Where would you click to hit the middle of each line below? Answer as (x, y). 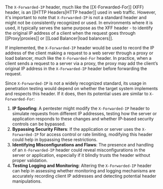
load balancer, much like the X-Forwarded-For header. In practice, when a (78, 58)
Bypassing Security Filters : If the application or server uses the (76, 129)
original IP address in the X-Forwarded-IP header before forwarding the (76, 69)
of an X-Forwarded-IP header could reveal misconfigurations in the (79, 150)
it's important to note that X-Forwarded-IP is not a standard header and (76, 17)
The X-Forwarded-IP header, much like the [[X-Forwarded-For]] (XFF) (74, 7)
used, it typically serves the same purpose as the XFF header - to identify (79, 28)
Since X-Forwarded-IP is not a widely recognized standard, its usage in (76, 83)
